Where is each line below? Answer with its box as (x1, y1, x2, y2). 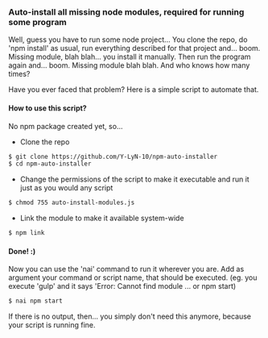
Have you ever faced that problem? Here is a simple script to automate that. (8, 85, 259, 94)
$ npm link (8, 229, 45, 237)
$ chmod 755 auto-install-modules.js (8, 198, 135, 207)
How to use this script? (8, 103, 87, 113)
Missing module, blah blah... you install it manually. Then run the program (8, 52, 251, 62)
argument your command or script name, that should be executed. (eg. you (8, 273, 258, 282)
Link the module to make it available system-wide (19, 213, 184, 223)
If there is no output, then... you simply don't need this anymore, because (8, 311, 252, 321)
